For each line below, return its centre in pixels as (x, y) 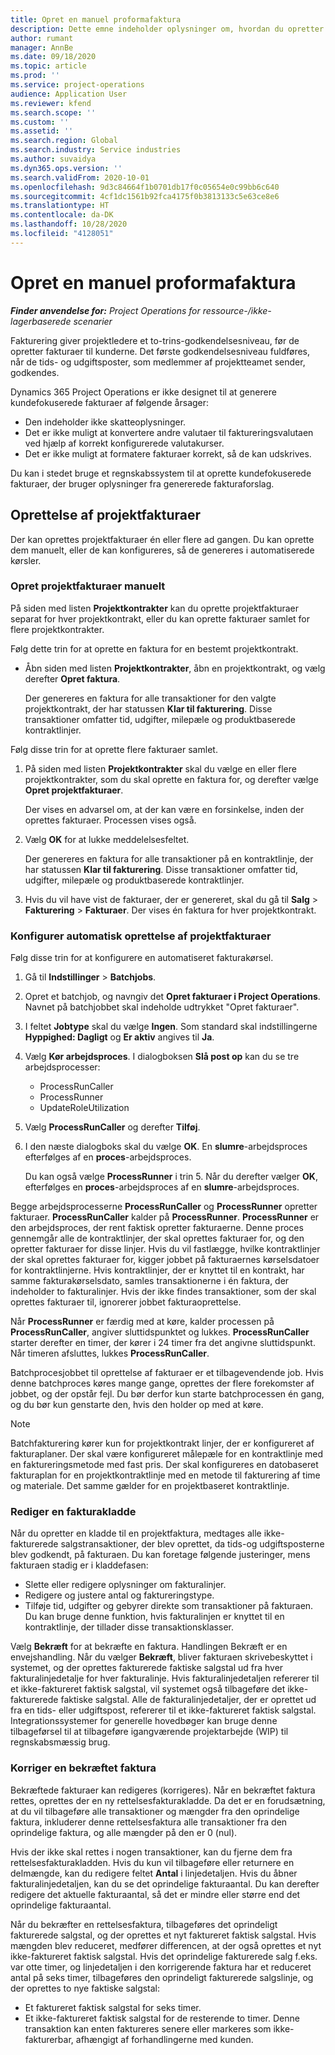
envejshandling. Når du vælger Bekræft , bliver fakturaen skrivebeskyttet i (161, 1657)
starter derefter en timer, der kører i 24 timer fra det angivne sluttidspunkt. (163, 1343)
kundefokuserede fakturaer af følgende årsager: (110, 402)
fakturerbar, (49, 2039)
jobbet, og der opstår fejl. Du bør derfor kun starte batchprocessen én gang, (167, 1394)
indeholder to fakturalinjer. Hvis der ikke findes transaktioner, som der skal (163, 1292)
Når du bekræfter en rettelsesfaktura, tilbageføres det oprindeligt (144, 1924)
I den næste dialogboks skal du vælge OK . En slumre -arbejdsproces (166, 1147)
